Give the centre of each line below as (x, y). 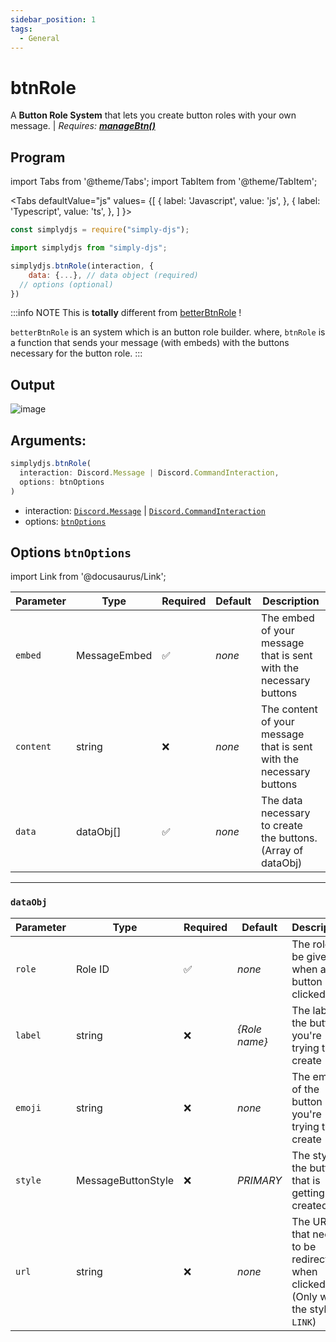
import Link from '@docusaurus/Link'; (88, 577)
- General (39, 38)
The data (282, 801)
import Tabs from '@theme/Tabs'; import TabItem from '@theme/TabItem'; (164, 182)
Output (32, 384)
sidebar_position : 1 (53, 19)
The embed (288, 618)
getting (308, 1193)
